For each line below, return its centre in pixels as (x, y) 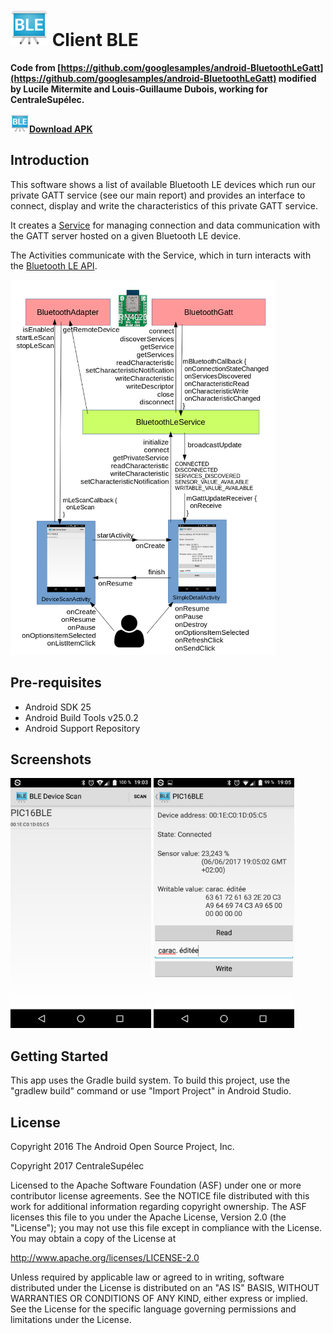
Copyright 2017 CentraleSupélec (77, 1166)
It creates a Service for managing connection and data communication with (165, 225)
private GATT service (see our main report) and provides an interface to (158, 195)
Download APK (61, 129)
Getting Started (59, 1056)
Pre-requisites (56, 683)
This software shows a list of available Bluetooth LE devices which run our (163, 184)
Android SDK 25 (58, 707)
